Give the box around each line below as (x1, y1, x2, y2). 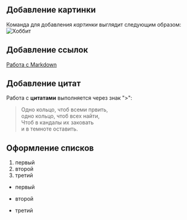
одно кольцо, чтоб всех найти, (21, 112, 100, 120)
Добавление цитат (6, 79, 81, 89)
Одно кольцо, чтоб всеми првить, (21, 106, 109, 114)
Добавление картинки (6, 5, 96, 15)
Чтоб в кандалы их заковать (21, 119, 94, 126)
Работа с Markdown (6, 60, 57, 68)
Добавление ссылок (6, 45, 89, 55)
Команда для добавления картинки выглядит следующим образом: (6, 21, 182, 28)
